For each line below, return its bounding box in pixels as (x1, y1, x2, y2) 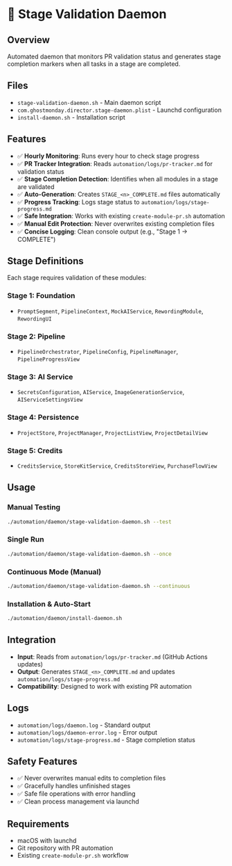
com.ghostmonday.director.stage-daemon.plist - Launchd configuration (17, 106, 222, 114)
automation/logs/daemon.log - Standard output (17, 721, 151, 729)
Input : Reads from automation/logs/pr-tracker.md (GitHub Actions (17, 653, 208, 661)
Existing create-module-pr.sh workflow (17, 851, 130, 860)
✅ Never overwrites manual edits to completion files (17, 774, 166, 783)
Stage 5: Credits (7, 446, 63, 455)
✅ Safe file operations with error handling (17, 790, 136, 798)
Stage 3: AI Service (7, 372, 73, 382)
